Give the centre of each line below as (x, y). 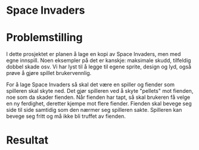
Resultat (27, 140)
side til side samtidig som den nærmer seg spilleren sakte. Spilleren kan (94, 110)
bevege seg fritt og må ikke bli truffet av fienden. (66, 116)
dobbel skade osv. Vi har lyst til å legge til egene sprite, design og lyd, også (99, 67)
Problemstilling (44, 38)
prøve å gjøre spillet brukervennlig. (49, 73)
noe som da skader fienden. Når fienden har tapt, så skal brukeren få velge (98, 97)
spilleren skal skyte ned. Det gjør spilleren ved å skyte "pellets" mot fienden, (100, 91)
